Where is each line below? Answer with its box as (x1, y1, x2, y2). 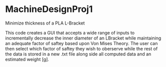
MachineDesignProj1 (5, 3, 93, 15)
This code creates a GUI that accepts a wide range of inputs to (5, 29, 135, 35)
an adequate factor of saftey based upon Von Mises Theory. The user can (5, 40, 158, 46)
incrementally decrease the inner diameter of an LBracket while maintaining (5, 35, 161, 41)
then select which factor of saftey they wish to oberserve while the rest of (5, 45, 158, 51)
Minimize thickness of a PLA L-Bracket (5, 20, 85, 26)
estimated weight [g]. (5, 56, 49, 62)
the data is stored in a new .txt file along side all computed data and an (5, 51, 151, 57)
